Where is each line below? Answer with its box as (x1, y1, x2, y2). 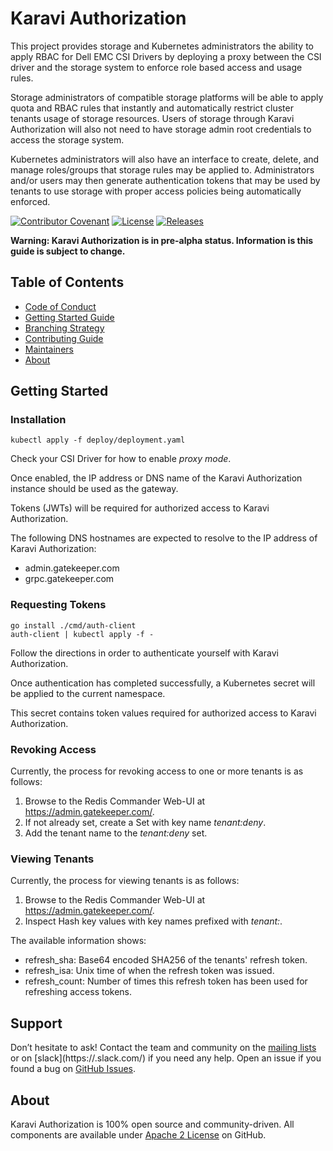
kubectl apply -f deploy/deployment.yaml (10, 435, 186, 446)
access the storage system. (10, 133, 125, 146)
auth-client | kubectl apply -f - (10, 629, 155, 639)
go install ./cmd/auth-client (10, 620, 137, 631)
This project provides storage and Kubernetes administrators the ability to (10, 40, 314, 52)
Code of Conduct (24, 300, 97, 312)
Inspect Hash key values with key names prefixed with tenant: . (24, 915, 283, 927)
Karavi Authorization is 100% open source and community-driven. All (10, 1118, 295, 1130)
